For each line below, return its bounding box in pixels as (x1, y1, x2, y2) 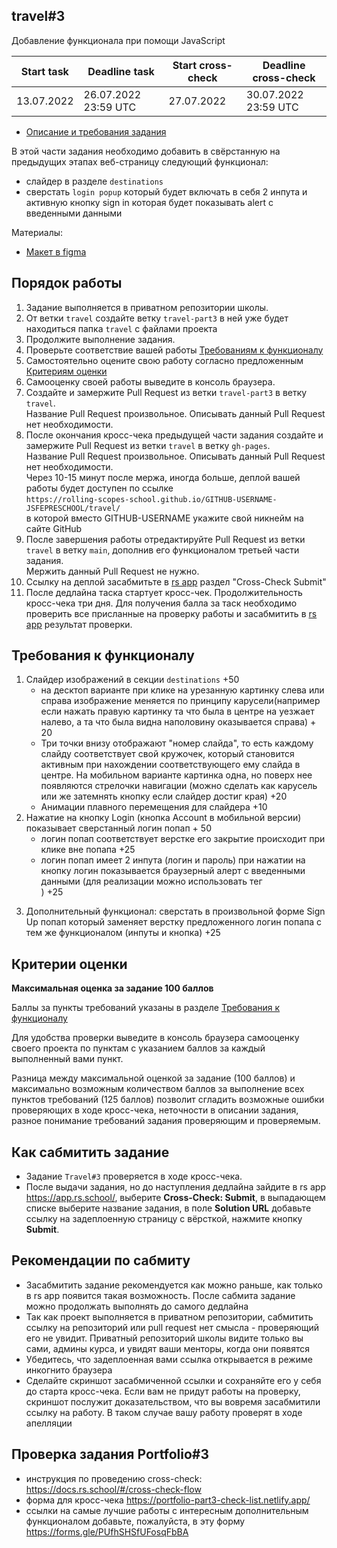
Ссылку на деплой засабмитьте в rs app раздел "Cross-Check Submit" (25, 575, 327, 588)
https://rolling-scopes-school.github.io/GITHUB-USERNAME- (25, 494, 278, 504)
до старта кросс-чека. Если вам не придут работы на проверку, (25, 1385, 301, 1397)
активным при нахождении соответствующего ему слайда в (40, 759, 301, 771)
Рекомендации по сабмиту (11, 1252, 191, 1269)
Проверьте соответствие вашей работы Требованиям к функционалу (25, 344, 324, 356)
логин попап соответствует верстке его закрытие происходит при (40, 833, 326, 845)
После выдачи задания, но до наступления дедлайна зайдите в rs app (25, 1181, 326, 1193)
